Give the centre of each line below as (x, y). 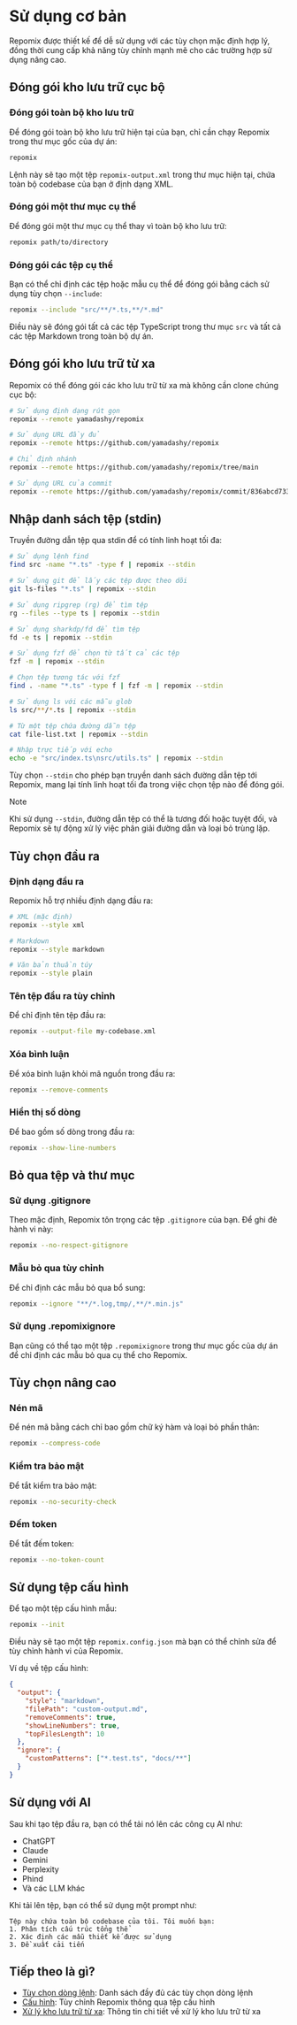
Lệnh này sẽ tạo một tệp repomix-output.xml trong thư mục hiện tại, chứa (142, 174)
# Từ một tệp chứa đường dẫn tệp (73, 726)
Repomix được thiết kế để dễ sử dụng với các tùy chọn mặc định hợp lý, (140, 41)
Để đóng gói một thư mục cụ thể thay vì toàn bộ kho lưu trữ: (118, 226)
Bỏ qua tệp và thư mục (72, 1175)
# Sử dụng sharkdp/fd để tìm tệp (75, 629)
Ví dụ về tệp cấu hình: (49, 1668)
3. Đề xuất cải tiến (47, 1944)
